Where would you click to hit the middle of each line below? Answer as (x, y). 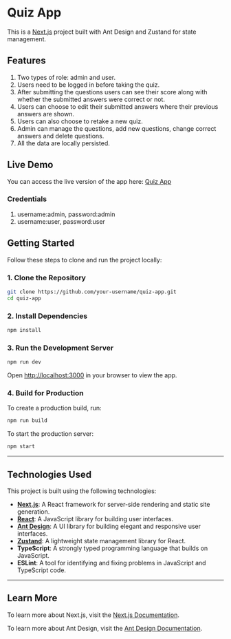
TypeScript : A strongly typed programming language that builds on (112, 548)
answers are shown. (45, 114)
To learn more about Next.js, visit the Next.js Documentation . (93, 615)
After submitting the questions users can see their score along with (112, 92)
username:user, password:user (61, 221)
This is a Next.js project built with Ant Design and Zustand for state (102, 32)
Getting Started (41, 243)
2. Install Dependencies (47, 316)
